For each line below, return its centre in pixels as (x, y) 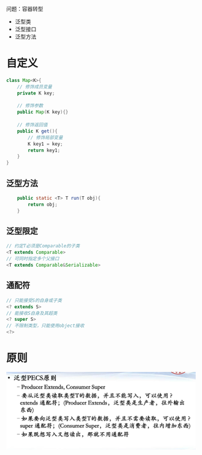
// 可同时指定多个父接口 (33, 259)
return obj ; (43, 204)
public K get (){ (38, 131)
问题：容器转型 (25, 9)
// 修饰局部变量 (45, 137)
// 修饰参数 (30, 106)
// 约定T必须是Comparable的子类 (43, 246)
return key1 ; (44, 150)
